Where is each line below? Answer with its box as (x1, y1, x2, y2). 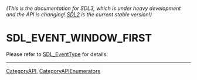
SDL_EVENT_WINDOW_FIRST (6, 31, 152, 44)
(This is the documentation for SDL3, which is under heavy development (6, 5, 181, 12)
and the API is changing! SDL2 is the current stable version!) (6, 11, 152, 18)
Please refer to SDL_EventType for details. (6, 50, 108, 58)
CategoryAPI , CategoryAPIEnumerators (6, 67, 101, 74)
